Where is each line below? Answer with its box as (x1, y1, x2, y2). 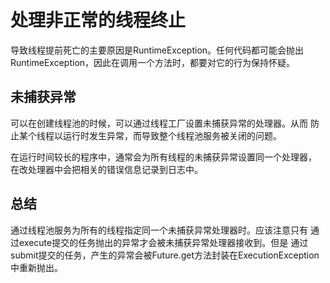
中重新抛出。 (10, 261, 63, 273)
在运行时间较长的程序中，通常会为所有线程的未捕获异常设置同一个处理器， (10, 151, 317, 163)
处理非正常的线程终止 (10, 9, 187, 32)
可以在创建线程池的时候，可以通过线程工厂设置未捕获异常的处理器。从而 (10, 117, 308, 129)
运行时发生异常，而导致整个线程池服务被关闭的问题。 (62, 129, 282, 141)
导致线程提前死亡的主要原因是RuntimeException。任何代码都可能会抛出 (10, 44, 305, 56)
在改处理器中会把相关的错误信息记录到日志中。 (10, 163, 203, 175)
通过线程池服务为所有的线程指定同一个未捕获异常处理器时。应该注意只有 (10, 224, 308, 236)
